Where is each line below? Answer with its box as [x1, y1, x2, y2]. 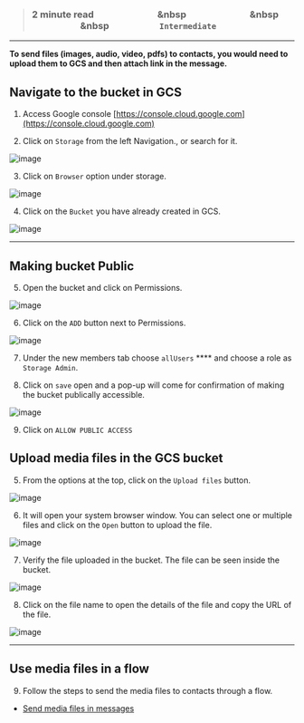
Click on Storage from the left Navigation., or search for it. [22, 136, 238, 147]
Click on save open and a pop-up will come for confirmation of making [22, 380, 285, 390]
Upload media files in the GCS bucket [9, 450, 223, 466]
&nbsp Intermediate [80, 19, 217, 32]
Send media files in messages [22, 702, 135, 714]
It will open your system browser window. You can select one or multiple [22, 509, 292, 520]
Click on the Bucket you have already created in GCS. [22, 206, 222, 217]
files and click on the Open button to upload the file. [22, 519, 213, 530]
